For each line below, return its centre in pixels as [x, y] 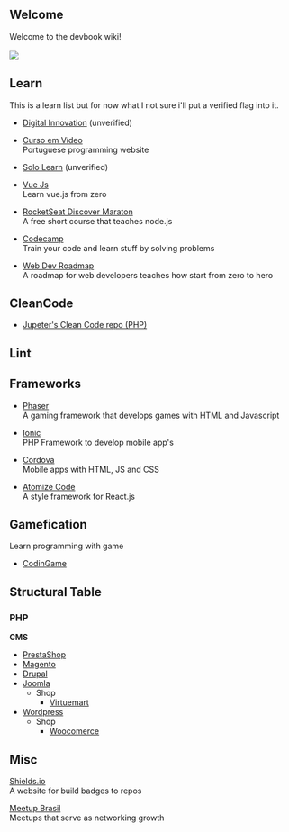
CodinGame [45, 564]
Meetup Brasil [35, 808]
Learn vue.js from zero [64, 194]
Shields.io [27, 781]
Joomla [36, 683]
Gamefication [48, 525]
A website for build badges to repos [76, 791]
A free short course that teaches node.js [97, 221]
